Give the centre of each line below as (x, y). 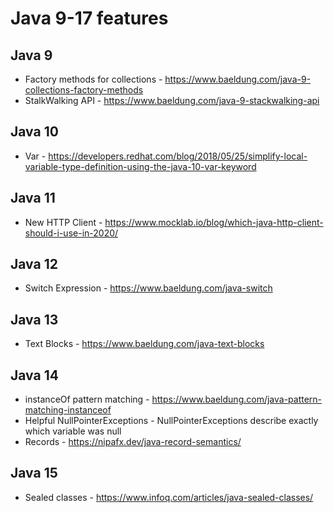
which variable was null (73, 431)
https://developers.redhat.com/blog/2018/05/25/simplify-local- (178, 156)
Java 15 (34, 473)
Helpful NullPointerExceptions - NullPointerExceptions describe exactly (171, 421)
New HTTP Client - (63, 222)
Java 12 (34, 264)
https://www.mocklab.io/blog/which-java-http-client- (214, 222)
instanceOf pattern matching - (87, 399)
